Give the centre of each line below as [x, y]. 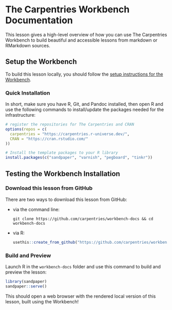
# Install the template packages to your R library [62, 153]
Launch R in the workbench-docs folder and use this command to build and [83, 267]
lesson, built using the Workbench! [42, 301]
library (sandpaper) [26, 282]
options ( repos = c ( [26, 129]
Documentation [39, 20]
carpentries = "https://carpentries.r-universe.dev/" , [70, 134]
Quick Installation [28, 93]
